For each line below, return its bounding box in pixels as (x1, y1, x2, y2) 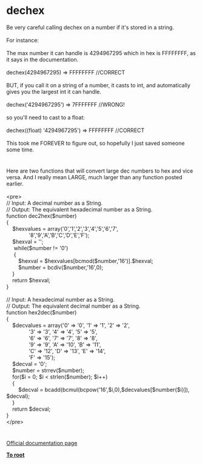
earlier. (6, 180, 24, 188)
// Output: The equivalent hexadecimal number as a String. (6, 206, 153, 213)
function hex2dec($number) (6, 309, 77, 316)
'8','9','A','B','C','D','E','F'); (29, 231, 90, 239)
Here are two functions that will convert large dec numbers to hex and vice (6, 167, 194, 174)
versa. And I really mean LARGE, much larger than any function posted (6, 174, 183, 181)
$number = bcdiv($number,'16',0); (18, 264, 104, 271)
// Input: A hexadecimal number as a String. (6, 296, 115, 303)
